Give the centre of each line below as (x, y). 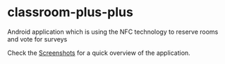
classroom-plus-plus (71, 12)
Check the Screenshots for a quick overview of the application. (99, 53)
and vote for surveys (37, 39)
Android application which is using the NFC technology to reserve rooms (113, 32)
